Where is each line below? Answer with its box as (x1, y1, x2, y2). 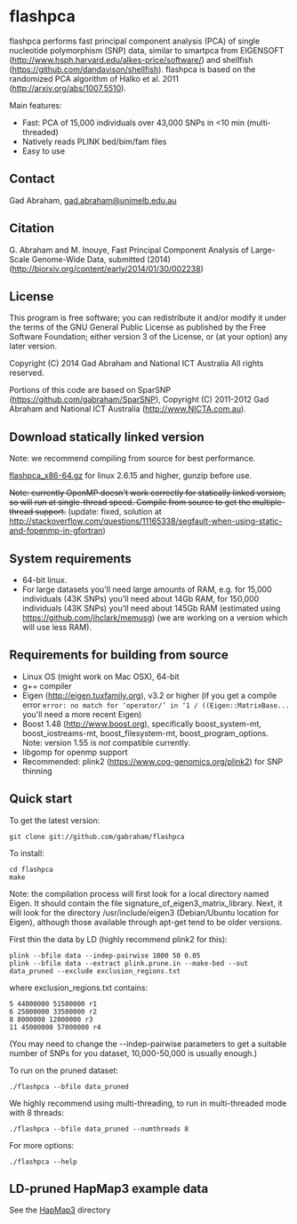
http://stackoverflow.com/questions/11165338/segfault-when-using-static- (9, 516, 283, 526)
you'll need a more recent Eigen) (21, 708, 142, 719)
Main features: (9, 100, 62, 110)
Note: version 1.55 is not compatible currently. (21, 737, 191, 748)
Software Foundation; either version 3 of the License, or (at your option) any (9, 332, 288, 342)
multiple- (252, 497, 286, 508)
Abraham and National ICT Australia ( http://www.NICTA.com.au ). (9, 404, 246, 414)
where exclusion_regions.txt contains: (9, 982, 148, 993)
